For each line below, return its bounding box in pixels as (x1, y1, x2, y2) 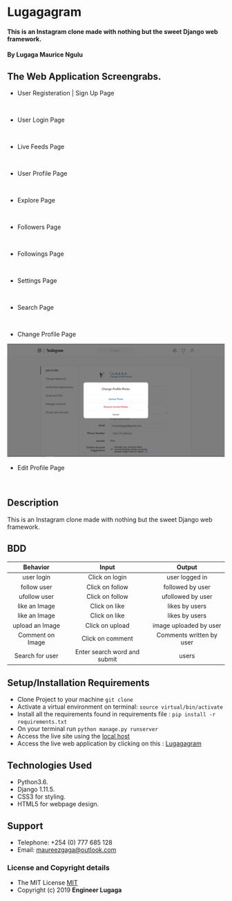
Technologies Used (7, 759, 92, 771)
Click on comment (81, 634, 133, 643)
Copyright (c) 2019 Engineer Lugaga (17, 886, 122, 894)
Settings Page (17, 277, 57, 285)
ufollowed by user (161, 592, 213, 600)
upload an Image (12, 621, 61, 629)
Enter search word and (75, 648, 140, 656)
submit (97, 655, 117, 664)
